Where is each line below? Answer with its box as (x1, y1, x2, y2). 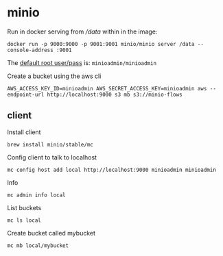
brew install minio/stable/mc (7, 141, 94, 148)
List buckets (7, 203, 42, 212)
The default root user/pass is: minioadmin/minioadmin (7, 58, 156, 66)
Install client (7, 128, 41, 136)
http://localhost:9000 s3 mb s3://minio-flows (47, 91, 183, 98)
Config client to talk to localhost (7, 153, 97, 162)
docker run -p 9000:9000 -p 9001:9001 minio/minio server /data (7, 40, 195, 47)
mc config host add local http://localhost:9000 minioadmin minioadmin (7, 166, 216, 173)
